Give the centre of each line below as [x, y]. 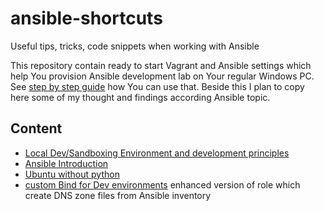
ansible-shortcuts [86, 18]
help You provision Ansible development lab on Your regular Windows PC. [162, 76]
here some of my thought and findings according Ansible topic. [140, 97]
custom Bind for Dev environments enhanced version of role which [162, 184]
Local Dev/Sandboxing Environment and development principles [157, 153]
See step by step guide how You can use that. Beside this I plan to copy [157, 86]
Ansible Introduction [66, 163]
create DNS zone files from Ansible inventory [118, 195]
